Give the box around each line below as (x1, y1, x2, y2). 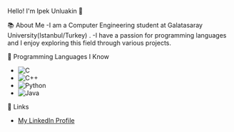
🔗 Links (7, 103, 29, 111)
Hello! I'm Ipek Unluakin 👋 (7, 7, 83, 15)
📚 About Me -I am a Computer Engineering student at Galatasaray (7, 21, 203, 29)
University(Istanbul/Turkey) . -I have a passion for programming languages (7, 31, 227, 39)
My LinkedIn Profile (17, 116, 75, 124)
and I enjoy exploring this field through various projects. (7, 39, 171, 47)
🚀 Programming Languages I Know (7, 53, 109, 60)
